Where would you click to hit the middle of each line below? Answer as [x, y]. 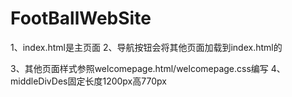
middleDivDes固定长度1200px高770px [88, 81]
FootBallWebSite [81, 18]
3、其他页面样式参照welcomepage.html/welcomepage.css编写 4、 [148, 68]
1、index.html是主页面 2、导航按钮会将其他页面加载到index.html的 [146, 47]
